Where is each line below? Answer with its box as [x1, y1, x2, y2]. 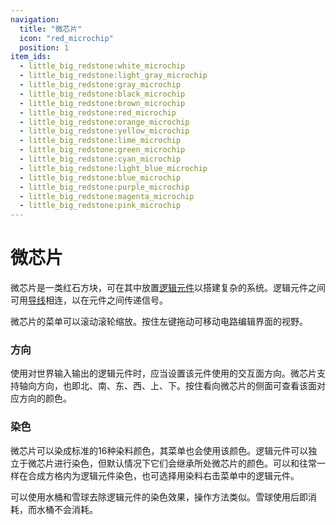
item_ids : [10, 52, 52, 62]
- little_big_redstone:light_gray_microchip [19, 71, 208, 81]
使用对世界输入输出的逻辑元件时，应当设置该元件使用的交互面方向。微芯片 [10, 367, 317, 380]
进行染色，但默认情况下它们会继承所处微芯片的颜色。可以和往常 [53, 457, 317, 469]
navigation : [10, 14, 60, 25]
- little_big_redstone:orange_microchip [19, 117, 190, 127]
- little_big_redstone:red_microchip [19, 107, 177, 118]
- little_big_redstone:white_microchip [19, 61, 186, 71]
